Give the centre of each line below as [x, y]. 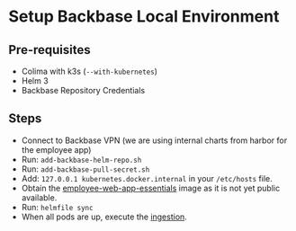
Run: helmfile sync [57, 207]
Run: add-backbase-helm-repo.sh [81, 159]
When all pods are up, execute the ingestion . [104, 217]
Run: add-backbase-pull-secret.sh [85, 169]
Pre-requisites [49, 50]
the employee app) [56, 149]
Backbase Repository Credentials [83, 90]
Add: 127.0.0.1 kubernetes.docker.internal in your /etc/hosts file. [147, 178]
